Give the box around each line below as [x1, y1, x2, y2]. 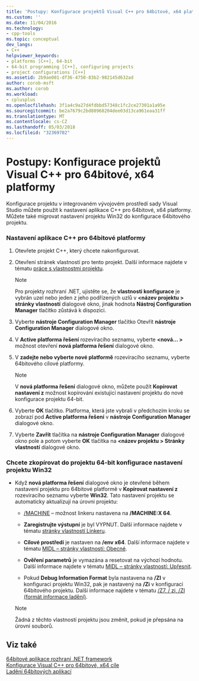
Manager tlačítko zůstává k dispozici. [14, 307, 107, 314]
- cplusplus [6, 97, 36, 102]
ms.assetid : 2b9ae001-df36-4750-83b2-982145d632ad [6, 75, 134, 81]
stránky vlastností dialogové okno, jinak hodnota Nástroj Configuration [14, 300, 191, 308]
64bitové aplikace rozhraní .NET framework [6, 656, 113, 663]
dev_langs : [6, 42, 33, 48]
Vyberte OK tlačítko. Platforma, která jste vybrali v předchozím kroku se [14, 407, 190, 415]
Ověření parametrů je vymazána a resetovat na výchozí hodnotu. [23, 557, 184, 564]
